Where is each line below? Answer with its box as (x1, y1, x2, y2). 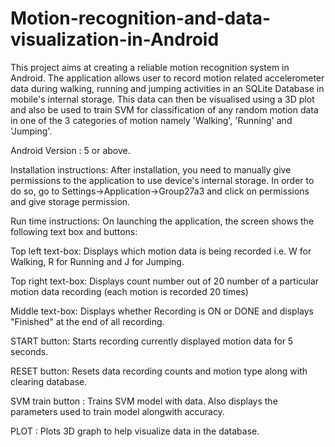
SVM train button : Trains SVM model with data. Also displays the (10, 395, 278, 407)
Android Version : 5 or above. (10, 144, 131, 156)
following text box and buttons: (10, 225, 138, 237)
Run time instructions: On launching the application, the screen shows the (10, 215, 315, 227)
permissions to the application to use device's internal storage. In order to (10, 174, 315, 186)
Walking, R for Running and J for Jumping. (10, 255, 185, 267)
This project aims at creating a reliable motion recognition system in (10, 61, 290, 73)
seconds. (10, 345, 49, 357)
